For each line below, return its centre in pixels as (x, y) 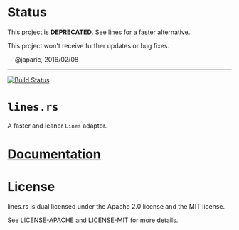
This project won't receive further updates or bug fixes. (88, 45)
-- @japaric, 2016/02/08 (43, 59)
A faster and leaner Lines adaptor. (57, 126)
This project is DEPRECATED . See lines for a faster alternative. (99, 32)
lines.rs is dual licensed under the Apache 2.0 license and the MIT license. (116, 206)
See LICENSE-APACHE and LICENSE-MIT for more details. (93, 220)
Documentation (54, 154)
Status (27, 12)
